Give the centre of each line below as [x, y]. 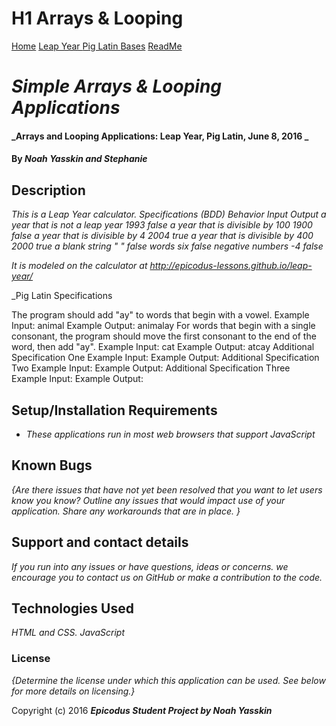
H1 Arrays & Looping [97, 18]
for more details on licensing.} [73, 691]
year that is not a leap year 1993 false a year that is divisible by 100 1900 [162, 225]
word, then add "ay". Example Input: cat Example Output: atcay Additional [163, 347]
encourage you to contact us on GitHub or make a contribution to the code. [167, 577]
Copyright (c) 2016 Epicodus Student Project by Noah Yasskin [142, 710]
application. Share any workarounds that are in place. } [126, 511]
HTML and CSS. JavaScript [68, 633]
